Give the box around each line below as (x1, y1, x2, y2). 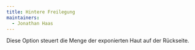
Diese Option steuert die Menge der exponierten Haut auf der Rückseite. (6, 37, 189, 45)
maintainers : (6, 15, 40, 21)
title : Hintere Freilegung (6, 9, 75, 15)
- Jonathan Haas (12, 20, 53, 26)
